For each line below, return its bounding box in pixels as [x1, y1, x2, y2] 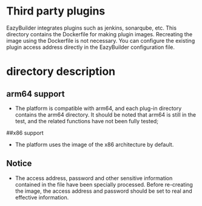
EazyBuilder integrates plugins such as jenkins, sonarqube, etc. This [6, 24, 177, 31]
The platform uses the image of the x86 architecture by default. [15, 141, 174, 148]
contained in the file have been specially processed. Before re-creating [15, 181, 193, 188]
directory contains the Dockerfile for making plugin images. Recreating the [6, 30, 193, 37]
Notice [6, 158, 32, 169]
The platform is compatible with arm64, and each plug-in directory [15, 105, 182, 112]
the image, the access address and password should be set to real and [15, 187, 192, 195]
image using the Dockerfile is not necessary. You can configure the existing [6, 37, 195, 44]
